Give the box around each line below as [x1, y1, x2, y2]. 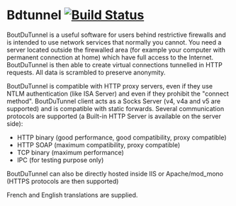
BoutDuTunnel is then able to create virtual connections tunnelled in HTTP [6, 60, 223, 69]
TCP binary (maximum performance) [16, 148, 125, 156]
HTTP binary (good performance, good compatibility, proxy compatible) [16, 133, 227, 142]
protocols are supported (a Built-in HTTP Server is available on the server [6, 112, 221, 120]
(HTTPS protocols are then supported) [6, 177, 119, 185]
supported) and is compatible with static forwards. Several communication [6, 104, 225, 113]
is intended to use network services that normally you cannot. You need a [6, 38, 222, 46]
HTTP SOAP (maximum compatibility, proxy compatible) [16, 140, 181, 149]
